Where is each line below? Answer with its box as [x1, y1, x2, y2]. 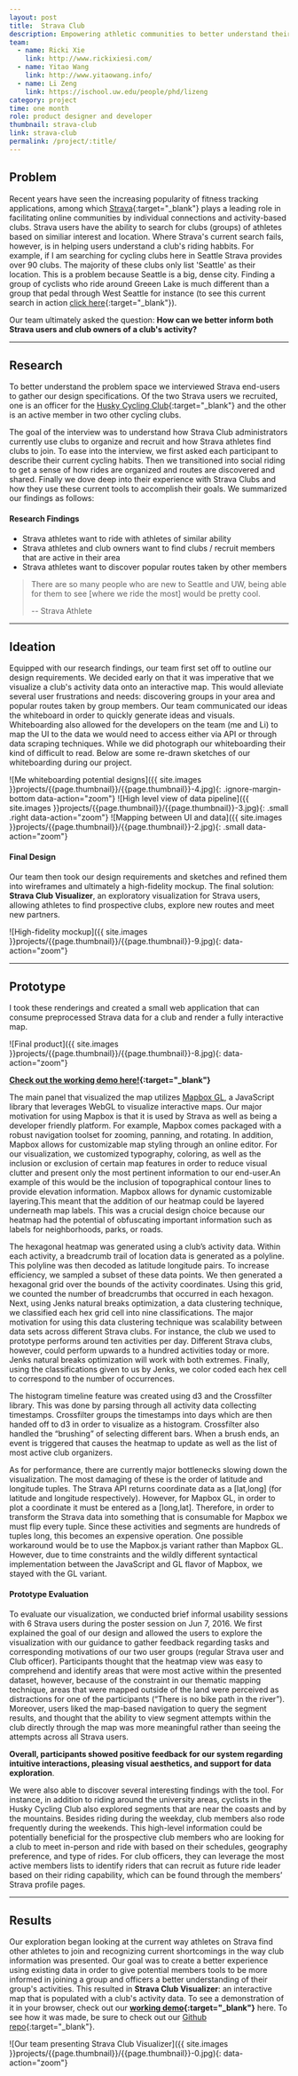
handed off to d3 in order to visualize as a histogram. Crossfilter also [9, 1419, 260, 1430]
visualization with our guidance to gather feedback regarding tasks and [9, 1636, 270, 1648]
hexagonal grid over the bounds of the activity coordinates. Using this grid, [9, 1279, 284, 1290]
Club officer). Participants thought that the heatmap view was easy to [9, 1656, 263, 1666]
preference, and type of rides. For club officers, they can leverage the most [9, 1850, 285, 1861]
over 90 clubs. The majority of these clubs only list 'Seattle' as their [9, 259, 255, 270]
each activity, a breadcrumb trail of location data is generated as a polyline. [9, 1251, 285, 1261]
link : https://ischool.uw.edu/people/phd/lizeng [25, 87, 208, 96]
